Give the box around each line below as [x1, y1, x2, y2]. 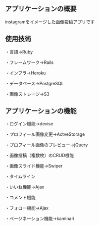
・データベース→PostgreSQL [5, 80, 64, 86]
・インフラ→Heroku [5, 70, 46, 76]
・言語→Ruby [5, 49, 33, 55]
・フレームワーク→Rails [5, 59, 53, 65]
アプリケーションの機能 [5, 107, 77, 115]
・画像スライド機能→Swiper [5, 163, 63, 169]
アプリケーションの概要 [5, 4, 77, 13]
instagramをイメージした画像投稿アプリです [5, 19, 95, 25]
